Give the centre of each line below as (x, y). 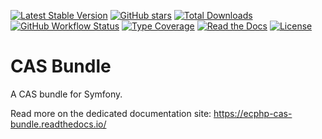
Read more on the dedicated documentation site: (111, 113)
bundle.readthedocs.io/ (58, 124)
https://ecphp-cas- (253, 113)
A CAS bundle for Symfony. (66, 94)
